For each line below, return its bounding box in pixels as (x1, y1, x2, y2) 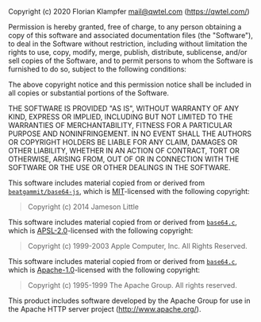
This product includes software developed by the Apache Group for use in (8, 296, 251, 305)
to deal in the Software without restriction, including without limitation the (8, 39, 248, 48)
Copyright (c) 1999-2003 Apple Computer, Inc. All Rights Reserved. (27, 242, 248, 250)
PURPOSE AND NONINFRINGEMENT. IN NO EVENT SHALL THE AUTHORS (8, 129, 252, 138)
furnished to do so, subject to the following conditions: (8, 64, 186, 74)
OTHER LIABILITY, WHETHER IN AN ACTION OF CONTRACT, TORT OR (8, 146, 240, 155)
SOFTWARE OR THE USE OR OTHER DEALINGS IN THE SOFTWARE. (8, 163, 231, 172)
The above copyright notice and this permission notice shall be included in (8, 80, 251, 89)
